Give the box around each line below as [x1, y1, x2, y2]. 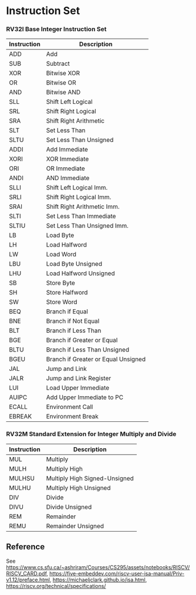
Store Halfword [46, 289, 88, 297]
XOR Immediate [46, 155, 89, 163]
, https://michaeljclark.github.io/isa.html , [49, 576, 147, 583]
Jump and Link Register [46, 374, 111, 383]
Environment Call [46, 403, 93, 411]
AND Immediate [46, 174, 90, 182]
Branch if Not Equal [46, 317, 100, 325]
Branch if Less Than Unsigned [46, 346, 130, 354]
